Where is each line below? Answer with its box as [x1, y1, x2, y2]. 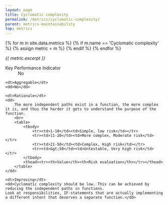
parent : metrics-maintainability [5, 21, 75, 27]
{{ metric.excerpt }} [5, 55, 46, 61]
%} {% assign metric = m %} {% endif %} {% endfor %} [5, 45, 122, 52]
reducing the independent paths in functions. [5, 186, 105, 191]
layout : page [5, 7, 33, 13]
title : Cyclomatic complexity [5, 12, 69, 17]
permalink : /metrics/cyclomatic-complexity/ [5, 17, 100, 22]
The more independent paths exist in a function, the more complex [14, 102, 158, 108]
